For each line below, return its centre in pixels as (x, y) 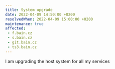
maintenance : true (24, 24)
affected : (16, 28)
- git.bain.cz (22, 42)
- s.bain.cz (20, 38)
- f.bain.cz (20, 33)
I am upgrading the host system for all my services (57, 61)
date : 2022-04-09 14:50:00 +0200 (40, 14)
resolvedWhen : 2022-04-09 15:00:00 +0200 (49, 19)
